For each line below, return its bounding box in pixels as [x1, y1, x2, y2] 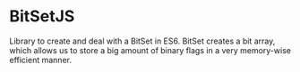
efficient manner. [9, 54, 72, 65]
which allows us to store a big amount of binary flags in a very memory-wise [9, 44, 291, 55]
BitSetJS [9, 6, 75, 27]
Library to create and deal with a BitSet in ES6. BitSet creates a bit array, [9, 36, 276, 46]
